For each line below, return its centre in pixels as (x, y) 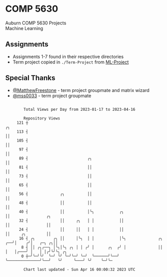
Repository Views (42, 118)
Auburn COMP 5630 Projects (36, 23)
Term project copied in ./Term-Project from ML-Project (71, 62)
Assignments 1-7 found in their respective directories (68, 56)
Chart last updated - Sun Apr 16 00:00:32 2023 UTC (80, 269)
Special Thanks (30, 78)
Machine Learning (24, 28)
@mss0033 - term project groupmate (52, 96)
